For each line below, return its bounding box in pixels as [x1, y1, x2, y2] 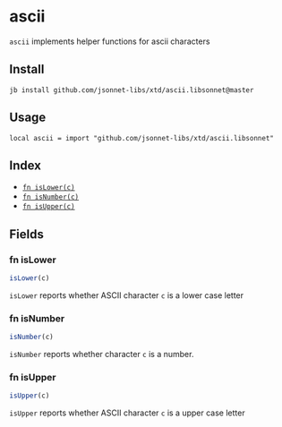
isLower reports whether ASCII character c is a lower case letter [9, 289, 244, 301]
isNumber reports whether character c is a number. [9, 349, 194, 360]
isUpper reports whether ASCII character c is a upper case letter [9, 407, 245, 418]
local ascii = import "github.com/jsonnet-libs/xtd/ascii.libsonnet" [9, 133, 275, 142]
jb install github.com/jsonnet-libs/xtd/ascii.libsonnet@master [9, 85, 254, 95]
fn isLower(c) [21, 184, 75, 192]
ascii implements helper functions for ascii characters [9, 36, 210, 47]
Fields [9, 226, 45, 242]
